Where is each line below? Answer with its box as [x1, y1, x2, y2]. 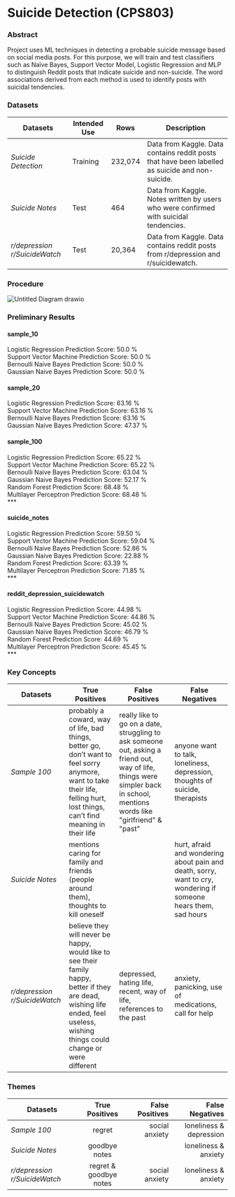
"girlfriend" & [118, 815, 162, 825]
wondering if [174, 884, 216, 893]
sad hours [174, 909, 208, 919]
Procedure [7, 278, 44, 288]
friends [69, 866, 92, 876]
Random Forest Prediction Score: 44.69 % [7, 635, 129, 644]
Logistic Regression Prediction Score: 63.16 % [7, 399, 140, 407]
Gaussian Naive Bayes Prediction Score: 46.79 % [7, 628, 149, 636]
